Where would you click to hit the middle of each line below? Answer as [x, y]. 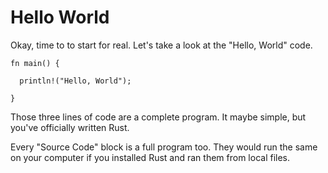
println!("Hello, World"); [75, 81]
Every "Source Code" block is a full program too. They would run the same [164, 147]
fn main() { [35, 63]
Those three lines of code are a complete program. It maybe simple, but [158, 117]
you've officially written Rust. [70, 127]
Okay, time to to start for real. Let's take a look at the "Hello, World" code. [161, 45]
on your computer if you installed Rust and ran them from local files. [150, 157]
